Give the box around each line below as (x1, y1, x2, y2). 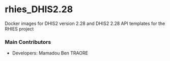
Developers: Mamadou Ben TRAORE (12, 50, 89, 56)
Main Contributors (5, 38, 51, 45)
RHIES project (5, 25, 34, 32)
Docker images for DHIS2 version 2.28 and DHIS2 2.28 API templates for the (5, 20, 165, 26)
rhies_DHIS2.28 (5, 4, 73, 15)
